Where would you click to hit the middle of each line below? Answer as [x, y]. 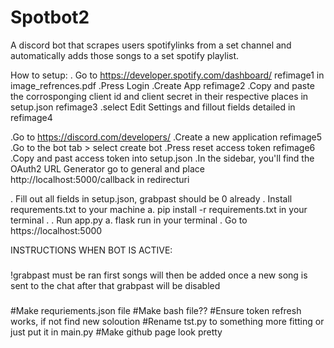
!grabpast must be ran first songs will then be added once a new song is [159, 275]
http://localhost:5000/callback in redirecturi [100, 179]
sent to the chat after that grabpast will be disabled [115, 285]
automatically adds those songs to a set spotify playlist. [125, 55]
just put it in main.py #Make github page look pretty [116, 332]
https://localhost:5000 [56, 230]
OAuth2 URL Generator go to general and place [107, 168]
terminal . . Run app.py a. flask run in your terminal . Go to [129, 220]
